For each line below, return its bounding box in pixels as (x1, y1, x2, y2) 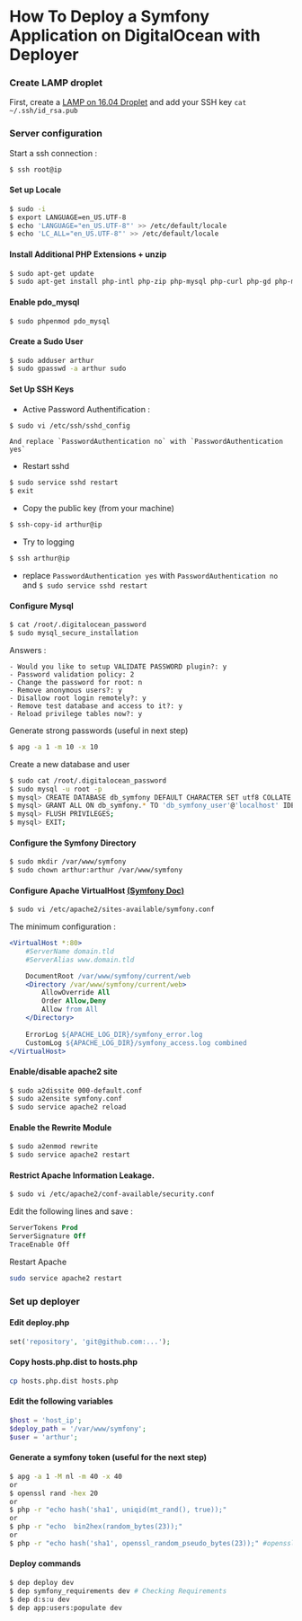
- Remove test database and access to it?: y (9, 701, 182, 711)
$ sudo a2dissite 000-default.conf (9, 1085, 143, 1095)
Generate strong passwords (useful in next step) (9, 725, 189, 736)
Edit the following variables (9, 1395, 114, 1407)
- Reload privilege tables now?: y (9, 709, 143, 718)
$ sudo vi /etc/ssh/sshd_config (9, 421, 130, 430)
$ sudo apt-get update (9, 269, 94, 278)
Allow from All (41, 1005, 99, 1014)
